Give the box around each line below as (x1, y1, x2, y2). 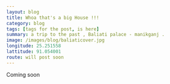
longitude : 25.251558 (6, 43, 62, 49)
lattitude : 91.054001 (6, 49, 62, 55)
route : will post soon (6, 54, 64, 60)
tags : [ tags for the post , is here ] (6, 26, 99, 32)
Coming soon (6, 71, 40, 78)
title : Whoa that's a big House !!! (6, 15, 99, 21)
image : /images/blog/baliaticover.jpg (6, 37, 105, 43)
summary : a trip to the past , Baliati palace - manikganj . (6, 32, 165, 38)
